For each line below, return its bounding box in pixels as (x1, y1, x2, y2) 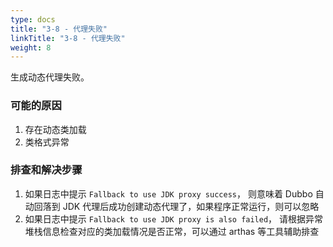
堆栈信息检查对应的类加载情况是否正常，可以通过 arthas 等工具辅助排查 (24, 225, 320, 237)
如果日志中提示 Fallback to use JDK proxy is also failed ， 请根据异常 (24, 212, 324, 225)
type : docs (10, 14, 56, 25)
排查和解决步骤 (10, 163, 83, 177)
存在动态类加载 (24, 123, 87, 135)
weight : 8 (10, 42, 52, 53)
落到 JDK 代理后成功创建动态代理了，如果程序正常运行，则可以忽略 (42, 200, 320, 212)
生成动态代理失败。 (10, 71, 90, 83)
